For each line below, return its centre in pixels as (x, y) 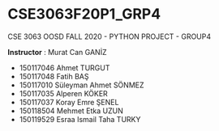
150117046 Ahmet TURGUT (64, 68)
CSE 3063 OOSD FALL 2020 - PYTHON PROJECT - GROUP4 (109, 36)
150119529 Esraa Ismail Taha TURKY (80, 119)
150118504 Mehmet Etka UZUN (71, 111)
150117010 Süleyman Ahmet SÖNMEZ (82, 85)
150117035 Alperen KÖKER (64, 93)
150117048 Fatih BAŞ (54, 76)
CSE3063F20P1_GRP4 (84, 14)
